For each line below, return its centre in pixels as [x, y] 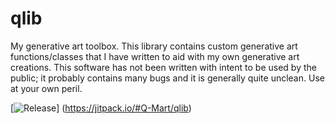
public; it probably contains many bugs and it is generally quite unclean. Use [167, 78]
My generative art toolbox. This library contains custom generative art [154, 46]
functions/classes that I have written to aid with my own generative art [155, 56]
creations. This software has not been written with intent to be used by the [163, 67]
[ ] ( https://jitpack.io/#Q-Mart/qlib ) [101, 108]
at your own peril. [46, 88]
